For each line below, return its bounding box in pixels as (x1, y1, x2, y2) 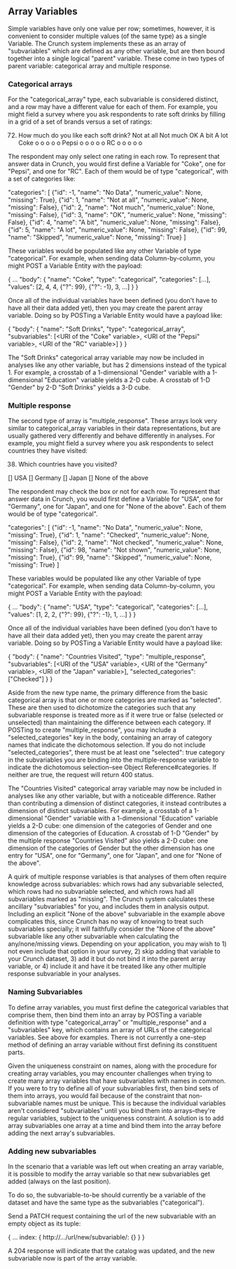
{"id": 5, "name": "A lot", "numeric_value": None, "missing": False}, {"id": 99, (8, 226, 227, 234)
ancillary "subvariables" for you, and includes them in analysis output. (8, 902, 209, 911)
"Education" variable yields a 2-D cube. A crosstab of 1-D (44, 376, 211, 384)
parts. (8, 1048, 25, 1056)
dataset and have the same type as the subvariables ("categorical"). (8, 1198, 204, 1206)
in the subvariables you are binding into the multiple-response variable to (8, 755, 219, 764)
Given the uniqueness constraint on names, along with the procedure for (8, 1061, 217, 1070)
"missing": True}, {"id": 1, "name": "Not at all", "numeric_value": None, (8, 196, 209, 204)
